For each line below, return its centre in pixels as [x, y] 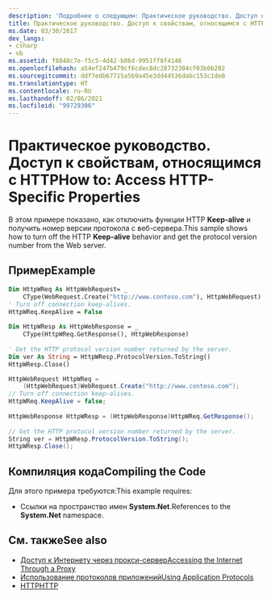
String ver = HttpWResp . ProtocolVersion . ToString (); [99, 439]
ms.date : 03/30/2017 [43, 31]
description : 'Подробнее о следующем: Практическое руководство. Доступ [133, 16]
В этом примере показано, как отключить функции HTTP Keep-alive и [130, 220]
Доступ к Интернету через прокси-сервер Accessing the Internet [131, 560]
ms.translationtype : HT [48, 83]
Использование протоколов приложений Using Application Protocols [137, 577]
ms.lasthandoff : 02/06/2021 [56, 98]
